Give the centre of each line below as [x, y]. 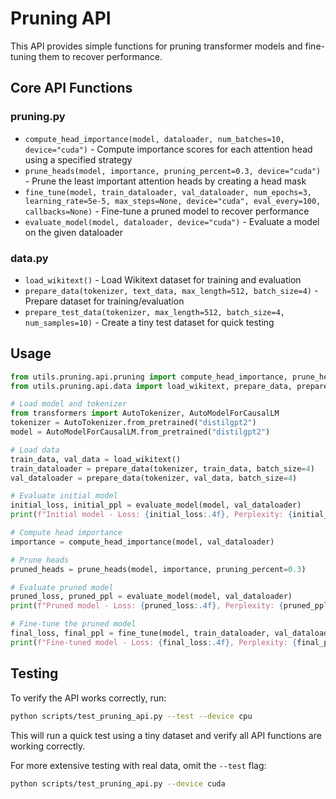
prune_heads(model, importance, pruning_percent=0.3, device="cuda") [173, 171]
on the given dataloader [74, 232]
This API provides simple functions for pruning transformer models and [156, 46]
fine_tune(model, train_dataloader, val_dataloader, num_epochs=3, [168, 192]
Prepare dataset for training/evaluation [104, 301]
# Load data [35, 450]
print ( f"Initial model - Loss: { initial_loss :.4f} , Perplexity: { [151, 515]
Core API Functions [71, 88]
